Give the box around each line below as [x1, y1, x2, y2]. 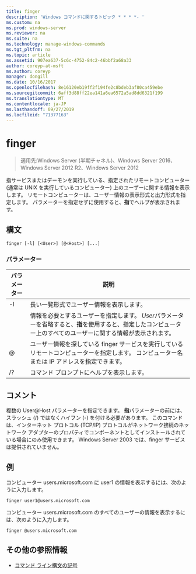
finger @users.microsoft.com [6, 527, 77, 534]
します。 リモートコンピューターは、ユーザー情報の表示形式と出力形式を [6, 191, 181, 199]
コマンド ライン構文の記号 [14, 562, 78, 569]
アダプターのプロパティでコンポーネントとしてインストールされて [27, 429, 185, 436]
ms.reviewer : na [6, 30, 45, 36]
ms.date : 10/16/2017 [6, 79, 57, 85]
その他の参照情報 [6, 545, 68, 555]
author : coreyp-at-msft [6, 63, 64, 69]
